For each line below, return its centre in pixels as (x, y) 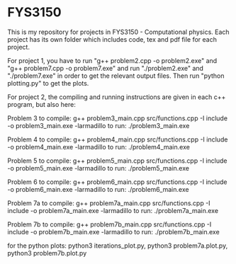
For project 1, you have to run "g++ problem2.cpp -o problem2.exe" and (112, 60)
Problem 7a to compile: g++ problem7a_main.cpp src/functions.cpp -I (109, 203)
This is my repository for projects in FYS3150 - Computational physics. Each (118, 32)
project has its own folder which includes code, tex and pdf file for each (112, 39)
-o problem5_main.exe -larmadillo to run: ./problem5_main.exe (99, 168)
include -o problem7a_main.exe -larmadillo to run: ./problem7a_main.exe (113, 210)
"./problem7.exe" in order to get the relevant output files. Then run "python (116, 76)
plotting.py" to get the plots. (48, 83)
